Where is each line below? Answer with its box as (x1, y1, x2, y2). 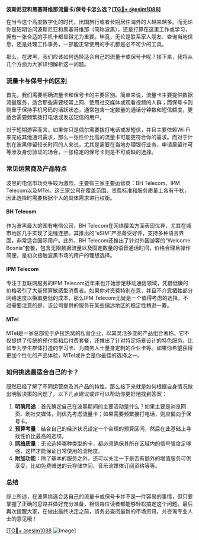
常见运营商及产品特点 (6, 165, 67, 173)
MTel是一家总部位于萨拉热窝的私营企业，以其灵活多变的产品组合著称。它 (6, 330, 185, 337)
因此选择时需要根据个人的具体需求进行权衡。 (6, 194, 115, 201)
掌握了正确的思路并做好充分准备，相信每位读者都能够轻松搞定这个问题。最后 (6, 500, 193, 507)
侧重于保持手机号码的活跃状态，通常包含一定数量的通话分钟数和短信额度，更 (6, 106, 193, 113)
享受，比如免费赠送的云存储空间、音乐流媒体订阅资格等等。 (14, 462, 161, 469)
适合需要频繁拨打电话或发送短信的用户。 (6, 114, 105, 121)
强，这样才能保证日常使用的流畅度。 (14, 447, 104, 454)
